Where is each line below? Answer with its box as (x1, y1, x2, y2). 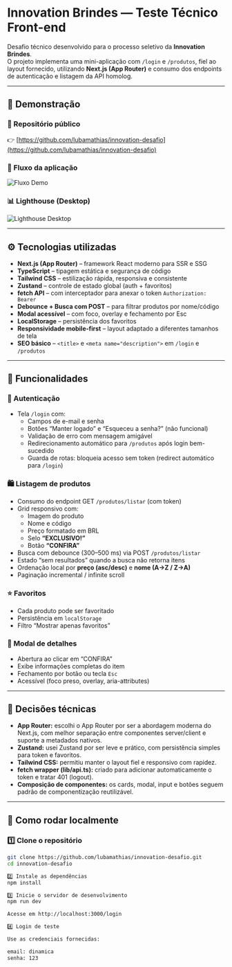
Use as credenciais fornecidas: (7, 936, 100, 943)
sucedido (27, 446, 55, 454)
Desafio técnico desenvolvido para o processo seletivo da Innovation (7, 42, 205, 51)
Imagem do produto (27, 512, 84, 520)
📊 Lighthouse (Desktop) (7, 196, 91, 206)
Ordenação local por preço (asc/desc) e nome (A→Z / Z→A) (17, 563, 191, 572)
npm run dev (7, 898, 41, 905)
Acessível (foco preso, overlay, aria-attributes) (17, 677, 150, 685)
